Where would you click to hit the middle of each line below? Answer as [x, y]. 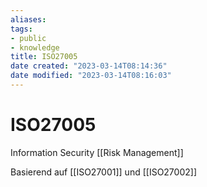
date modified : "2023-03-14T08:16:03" [91, 76]
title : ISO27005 [44, 57]
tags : [21, 29]
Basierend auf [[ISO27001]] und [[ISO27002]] [103, 172]
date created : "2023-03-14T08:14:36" [89, 66]
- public [28, 38]
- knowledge [35, 47]
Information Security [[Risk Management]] [97, 152]
